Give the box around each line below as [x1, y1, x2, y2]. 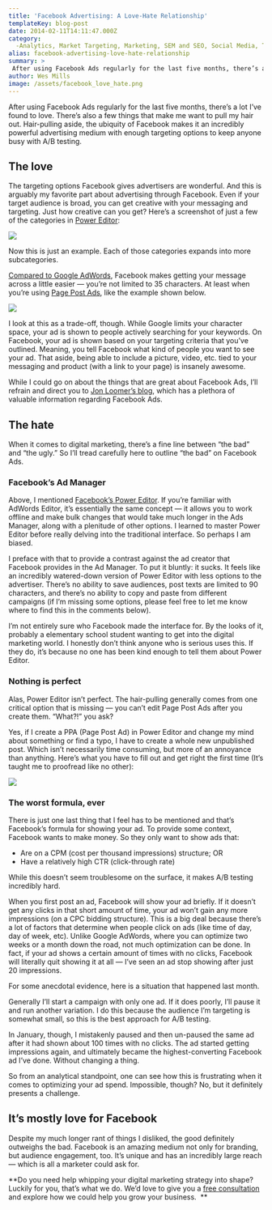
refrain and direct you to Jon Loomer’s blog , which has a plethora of [8, 386, 236, 396]
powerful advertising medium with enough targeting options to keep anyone [8, 127, 261, 138]
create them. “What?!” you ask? [8, 711, 114, 721]
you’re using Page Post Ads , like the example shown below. [8, 288, 206, 298]
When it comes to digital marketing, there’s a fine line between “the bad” [8, 439, 250, 449]
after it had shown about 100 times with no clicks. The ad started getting [8, 1038, 249, 1048]
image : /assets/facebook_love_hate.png [8, 79, 143, 87]
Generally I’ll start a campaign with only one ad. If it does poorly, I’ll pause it [8, 997, 261, 1007]
